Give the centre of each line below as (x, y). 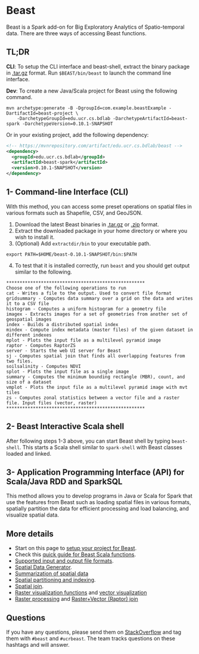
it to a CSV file (28, 303)
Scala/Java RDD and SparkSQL (64, 482)
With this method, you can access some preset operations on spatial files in (99, 206)
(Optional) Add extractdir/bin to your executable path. (83, 243)
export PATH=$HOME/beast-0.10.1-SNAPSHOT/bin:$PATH (71, 254)
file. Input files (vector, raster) (52, 403)
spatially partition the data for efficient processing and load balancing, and (98, 509)
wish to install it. (35, 237)
